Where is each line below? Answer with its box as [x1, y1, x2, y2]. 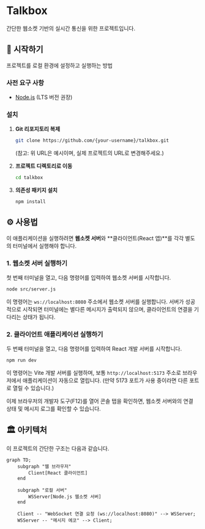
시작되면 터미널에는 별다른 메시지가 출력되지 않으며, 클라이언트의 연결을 [22, 305, 193, 313]
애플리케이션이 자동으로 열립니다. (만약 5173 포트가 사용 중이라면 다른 [22, 377, 188, 384]
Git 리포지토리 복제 [15, 125, 61, 133]
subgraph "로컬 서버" [17, 487, 67, 493]
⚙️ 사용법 [6, 217, 38, 228]
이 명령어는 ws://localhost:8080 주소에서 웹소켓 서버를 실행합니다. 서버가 [6, 298, 184, 305]
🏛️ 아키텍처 [6, 424, 48, 435]
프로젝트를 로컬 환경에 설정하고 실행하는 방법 [6, 62, 113, 69]
